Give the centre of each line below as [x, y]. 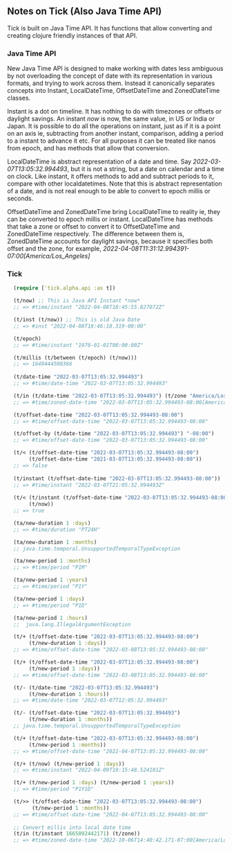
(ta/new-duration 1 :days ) [52, 523]
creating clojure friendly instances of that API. [72, 35]
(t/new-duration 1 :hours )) [69, 694]
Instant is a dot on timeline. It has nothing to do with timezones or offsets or [115, 112]
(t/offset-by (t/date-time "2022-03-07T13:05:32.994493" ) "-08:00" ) [114, 434]
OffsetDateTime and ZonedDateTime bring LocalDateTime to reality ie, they [114, 212]
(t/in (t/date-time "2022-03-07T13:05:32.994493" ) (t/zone [100, 396]
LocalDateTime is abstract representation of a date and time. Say [99, 161]
